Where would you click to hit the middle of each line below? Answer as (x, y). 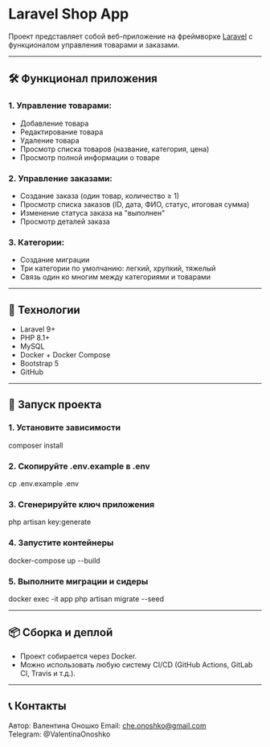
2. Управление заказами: (60, 178)
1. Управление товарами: (60, 105)
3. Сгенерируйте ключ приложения (82, 504)
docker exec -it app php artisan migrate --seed (86, 598)
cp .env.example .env (43, 484)
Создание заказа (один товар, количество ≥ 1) (99, 196)
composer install (36, 445)
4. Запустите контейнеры (61, 543)
